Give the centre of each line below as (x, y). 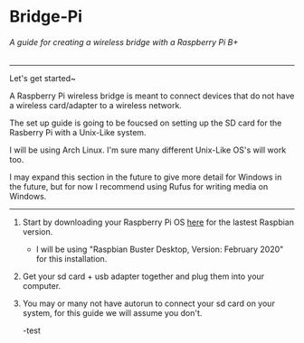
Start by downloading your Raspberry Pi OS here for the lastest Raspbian (158, 222)
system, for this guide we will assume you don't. (112, 313)
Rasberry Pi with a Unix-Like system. (78, 133)
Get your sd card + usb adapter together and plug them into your (143, 276)
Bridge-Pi (46, 17)
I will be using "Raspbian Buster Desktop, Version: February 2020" (160, 249)
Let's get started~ (43, 79)
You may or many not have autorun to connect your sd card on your (149, 303)
